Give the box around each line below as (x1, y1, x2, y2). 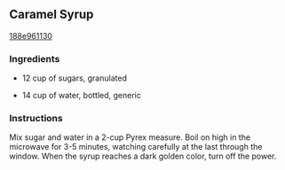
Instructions (9, 112, 64, 125)
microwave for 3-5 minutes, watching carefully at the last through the (9, 142, 263, 152)
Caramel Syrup (9, 7, 94, 22)
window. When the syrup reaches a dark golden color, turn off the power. (9, 151, 277, 162)
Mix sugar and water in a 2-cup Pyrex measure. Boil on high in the (9, 132, 251, 143)
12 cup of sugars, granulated (21, 73, 127, 83)
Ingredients (9, 52, 60, 65)
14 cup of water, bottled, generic (21, 90, 142, 101)
